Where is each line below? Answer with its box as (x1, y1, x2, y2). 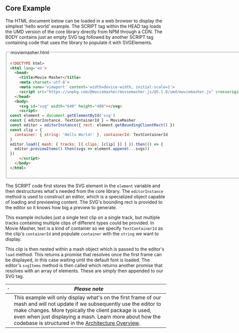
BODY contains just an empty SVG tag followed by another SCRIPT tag (5, 34, 154, 40)
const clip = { (10, 127, 42, 132)
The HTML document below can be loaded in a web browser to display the (5, 17, 162, 24)
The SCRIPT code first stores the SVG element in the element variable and (5, 183, 161, 189)
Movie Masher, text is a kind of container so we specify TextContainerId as (5, 225, 163, 231)
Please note (74, 285, 104, 292)
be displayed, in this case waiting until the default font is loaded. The (5, 257, 150, 263)
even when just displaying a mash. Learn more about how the (13, 313, 161, 320)
